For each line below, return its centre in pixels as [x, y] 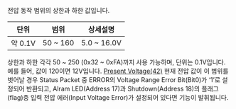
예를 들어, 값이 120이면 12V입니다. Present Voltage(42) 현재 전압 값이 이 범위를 [118, 71]
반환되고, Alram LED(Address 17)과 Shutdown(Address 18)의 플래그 [122, 88]
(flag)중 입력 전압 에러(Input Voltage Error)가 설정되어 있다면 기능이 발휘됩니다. [118, 97]
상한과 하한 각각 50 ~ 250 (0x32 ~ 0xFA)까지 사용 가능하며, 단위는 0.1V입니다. [117, 62]
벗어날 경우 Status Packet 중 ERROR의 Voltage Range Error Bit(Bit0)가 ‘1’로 [114, 80]
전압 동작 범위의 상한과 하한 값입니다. [59, 10]
